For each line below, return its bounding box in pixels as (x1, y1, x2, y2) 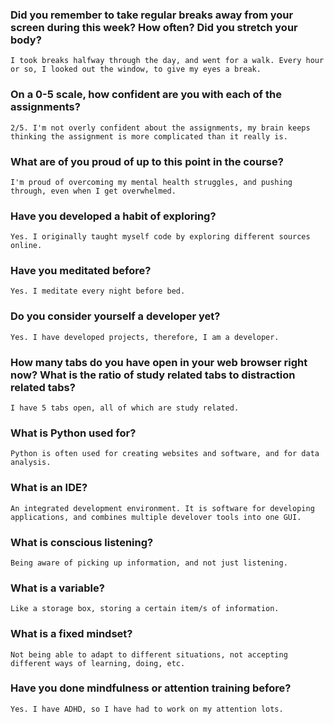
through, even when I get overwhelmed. (10, 186, 177, 196)
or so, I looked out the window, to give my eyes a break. (10, 64, 262, 75)
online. (10, 241, 43, 251)
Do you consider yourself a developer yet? (10, 309, 221, 323)
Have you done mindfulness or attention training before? (10, 681, 292, 695)
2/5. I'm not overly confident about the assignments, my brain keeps (10, 123, 311, 133)
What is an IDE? (10, 481, 88, 495)
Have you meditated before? (10, 264, 152, 278)
